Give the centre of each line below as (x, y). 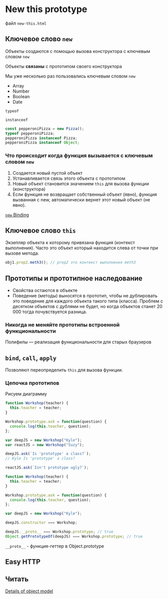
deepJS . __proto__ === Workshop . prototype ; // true (59, 532)
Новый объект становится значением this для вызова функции (81, 183)
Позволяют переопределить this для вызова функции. (64, 370)
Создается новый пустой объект (48, 173)
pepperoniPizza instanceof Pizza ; (41, 138)
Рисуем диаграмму (26, 394)
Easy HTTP (23, 562)
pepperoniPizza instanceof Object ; (43, 143)
